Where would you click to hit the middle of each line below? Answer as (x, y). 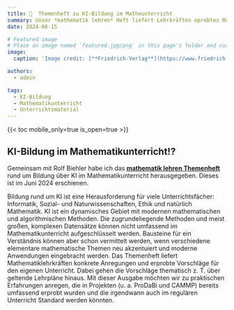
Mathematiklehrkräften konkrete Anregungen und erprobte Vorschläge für (113, 263)
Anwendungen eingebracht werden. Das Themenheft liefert (93, 256)
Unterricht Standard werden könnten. (61, 300)
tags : (15, 90)
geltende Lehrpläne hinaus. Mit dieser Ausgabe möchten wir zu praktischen (116, 278)
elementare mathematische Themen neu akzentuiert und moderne (102, 248)
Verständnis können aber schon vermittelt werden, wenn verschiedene (109, 240)
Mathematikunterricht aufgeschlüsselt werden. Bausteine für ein (99, 233)
